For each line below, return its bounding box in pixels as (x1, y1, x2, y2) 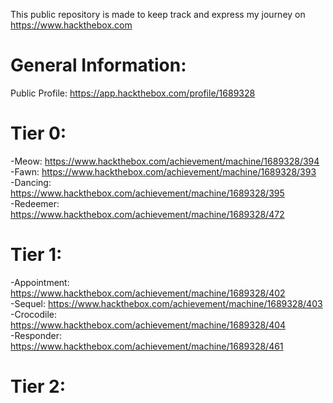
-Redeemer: (10, 197, 60, 209)
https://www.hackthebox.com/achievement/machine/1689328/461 (10, 340, 284, 352)
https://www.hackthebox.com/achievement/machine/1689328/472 (10, 208, 285, 220)
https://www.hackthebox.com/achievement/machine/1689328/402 (10, 287, 286, 299)
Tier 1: (10, 244, 63, 266)
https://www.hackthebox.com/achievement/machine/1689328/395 (10, 187, 285, 199)
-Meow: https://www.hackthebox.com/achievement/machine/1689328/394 (10, 155, 320, 167)
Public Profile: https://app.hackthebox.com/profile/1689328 (10, 87, 256, 99)
